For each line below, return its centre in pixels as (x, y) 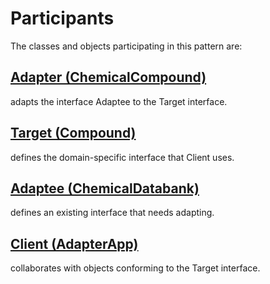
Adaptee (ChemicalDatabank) (105, 188)
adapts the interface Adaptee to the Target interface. (119, 101)
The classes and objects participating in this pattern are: (126, 46)
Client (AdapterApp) (74, 243)
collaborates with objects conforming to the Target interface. (135, 268)
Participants (62, 18)
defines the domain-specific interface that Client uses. (122, 157)
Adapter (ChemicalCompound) (108, 77)
